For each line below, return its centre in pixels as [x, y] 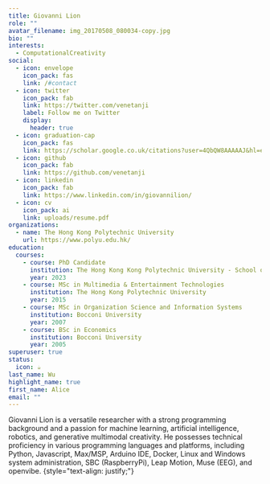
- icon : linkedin [45, 180]
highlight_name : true [45, 382]
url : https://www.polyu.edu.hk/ [77, 240]
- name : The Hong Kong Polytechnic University [95, 233]
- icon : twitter [43, 90]
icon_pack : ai [46, 210]
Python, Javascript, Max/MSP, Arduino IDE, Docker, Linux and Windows [127, 454]
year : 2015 [48, 300]
